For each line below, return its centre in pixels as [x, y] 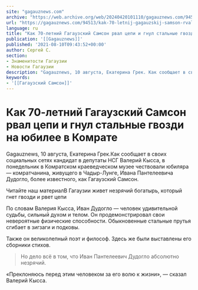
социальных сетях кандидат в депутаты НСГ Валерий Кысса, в [85, 160]
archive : [17, 17]
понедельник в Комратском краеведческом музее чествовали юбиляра [98, 166]
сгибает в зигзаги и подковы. [43, 227]
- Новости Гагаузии [30, 67]
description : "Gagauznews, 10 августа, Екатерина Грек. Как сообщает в [96, 72]
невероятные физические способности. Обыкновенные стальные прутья [99, 221]
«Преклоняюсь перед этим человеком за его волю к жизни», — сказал [96, 274]
